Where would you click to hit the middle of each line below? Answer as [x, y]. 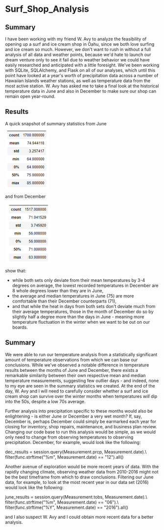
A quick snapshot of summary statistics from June [56, 123]
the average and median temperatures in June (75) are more [73, 296]
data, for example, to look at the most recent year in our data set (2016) [77, 482]
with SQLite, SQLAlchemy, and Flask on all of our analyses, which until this [80, 70]
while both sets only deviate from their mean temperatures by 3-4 [79, 280]
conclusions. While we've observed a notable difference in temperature [77, 365]
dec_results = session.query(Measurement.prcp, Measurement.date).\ [76, 452]
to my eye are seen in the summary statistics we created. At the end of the [80, 386]
